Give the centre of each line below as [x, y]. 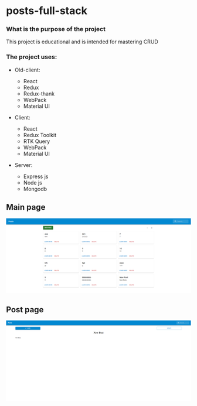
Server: [23, 165]
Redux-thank [39, 93]
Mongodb [35, 189]
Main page [26, 207]
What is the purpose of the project [56, 29]
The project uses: [32, 57]
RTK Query [37, 141]
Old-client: [27, 70]
